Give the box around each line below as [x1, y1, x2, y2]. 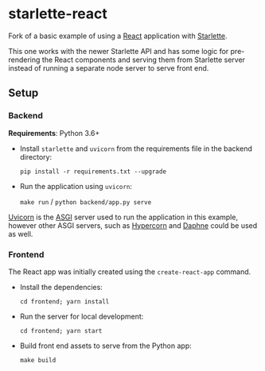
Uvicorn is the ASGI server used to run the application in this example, [8, 212, 239, 222]
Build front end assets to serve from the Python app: [19, 341, 193, 350]
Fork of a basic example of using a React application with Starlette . [8, 31, 228, 41]
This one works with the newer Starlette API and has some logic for [8, 46, 229, 56]
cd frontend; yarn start [19, 327, 103, 334]
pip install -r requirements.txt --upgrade [19, 168, 167, 176]
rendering [8, 55, 41, 64]
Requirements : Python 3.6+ [8, 128, 100, 137]
